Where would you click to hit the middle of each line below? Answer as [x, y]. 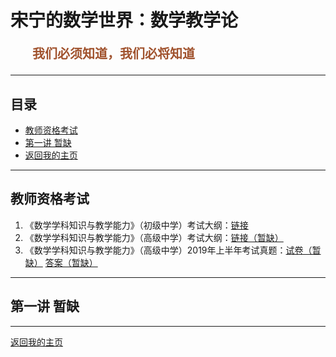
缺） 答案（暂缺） [61, 262]
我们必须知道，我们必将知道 [113, 54]
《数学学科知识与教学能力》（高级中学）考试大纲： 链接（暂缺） [154, 237]
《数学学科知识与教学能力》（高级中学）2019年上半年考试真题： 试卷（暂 [173, 250]
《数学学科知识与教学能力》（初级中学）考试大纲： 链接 [136, 225]
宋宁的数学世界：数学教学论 [124, 20]
